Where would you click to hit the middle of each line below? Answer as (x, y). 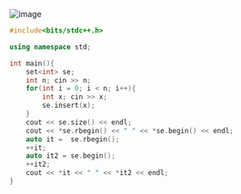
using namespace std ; (50, 47)
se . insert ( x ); (69, 106)
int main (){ (32, 63)
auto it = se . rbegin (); (73, 139)
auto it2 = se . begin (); (71, 156)
